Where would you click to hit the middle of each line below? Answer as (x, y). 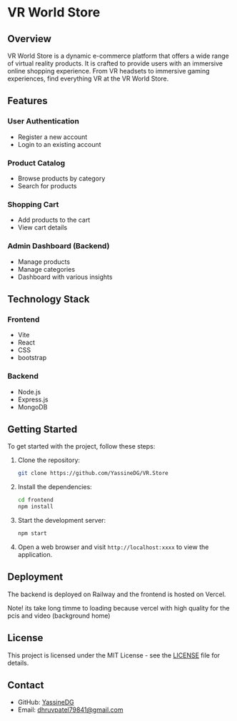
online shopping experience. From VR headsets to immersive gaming (109, 71)
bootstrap (32, 358)
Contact (26, 685)
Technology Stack (49, 299)
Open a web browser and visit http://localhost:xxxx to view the (113, 547)
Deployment (35, 577)
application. (35, 554)
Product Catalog (36, 163)
